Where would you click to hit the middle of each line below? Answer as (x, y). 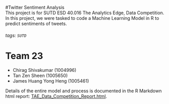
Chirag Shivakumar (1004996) (45, 70)
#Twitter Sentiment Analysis (35, 7)
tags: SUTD (16, 35)
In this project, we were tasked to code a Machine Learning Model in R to (82, 18)
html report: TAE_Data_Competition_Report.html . (56, 96)
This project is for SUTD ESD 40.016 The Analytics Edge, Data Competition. (85, 13)
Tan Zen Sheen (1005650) (40, 75)
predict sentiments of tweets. (36, 23)
